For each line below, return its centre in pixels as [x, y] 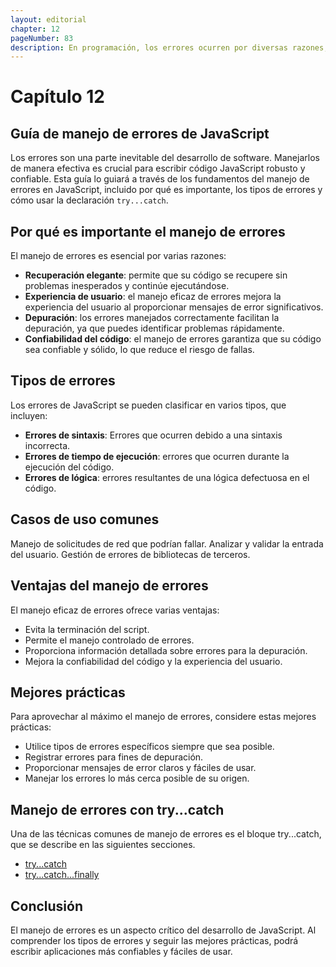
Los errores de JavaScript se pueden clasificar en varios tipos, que [148, 405]
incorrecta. [47, 445]
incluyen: [29, 415]
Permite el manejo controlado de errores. [109, 640]
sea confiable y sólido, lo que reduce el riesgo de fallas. [139, 350]
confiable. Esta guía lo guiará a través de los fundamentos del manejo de [160, 179]
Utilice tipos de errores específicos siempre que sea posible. [149, 747]
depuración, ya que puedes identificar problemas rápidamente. [154, 328]
